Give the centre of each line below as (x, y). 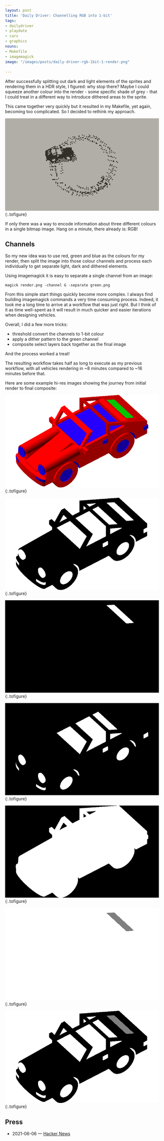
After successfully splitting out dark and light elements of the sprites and (78, 81)
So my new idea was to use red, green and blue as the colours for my (75, 256)
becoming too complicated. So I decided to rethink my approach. (70, 112)
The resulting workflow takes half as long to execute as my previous (74, 363)
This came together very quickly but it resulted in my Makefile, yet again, (78, 106)
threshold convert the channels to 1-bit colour (58, 334)
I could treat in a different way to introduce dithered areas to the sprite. (76, 97)
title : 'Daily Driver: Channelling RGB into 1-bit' (59, 15)
